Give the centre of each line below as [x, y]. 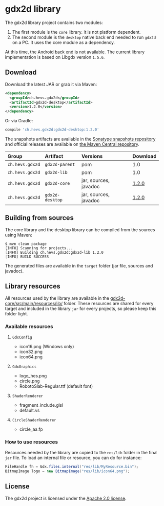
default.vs [30, 410]
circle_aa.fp [31, 429]
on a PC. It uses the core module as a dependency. [63, 42]
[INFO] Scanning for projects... [39, 248]
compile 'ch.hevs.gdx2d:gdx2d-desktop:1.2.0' [52, 130]
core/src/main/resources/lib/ [34, 303]
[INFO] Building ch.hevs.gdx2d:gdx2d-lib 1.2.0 [54, 252]
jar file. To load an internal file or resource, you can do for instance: [73, 458]
